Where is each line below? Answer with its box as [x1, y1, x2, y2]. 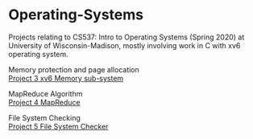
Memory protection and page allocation [8, 64, 139, 74]
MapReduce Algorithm [8, 88, 83, 98]
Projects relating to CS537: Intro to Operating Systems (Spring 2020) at [8, 32, 245, 42]
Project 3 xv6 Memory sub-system [8, 73, 124, 83]
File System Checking [8, 112, 81, 122]
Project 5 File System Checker [8, 121, 109, 131]
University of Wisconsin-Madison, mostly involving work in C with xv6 [8, 40, 241, 50]
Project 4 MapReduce [8, 97, 81, 107]
